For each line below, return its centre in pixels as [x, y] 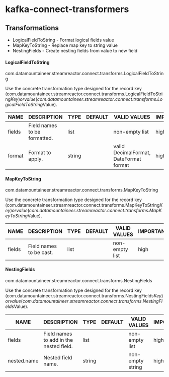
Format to [40, 153]
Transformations [32, 28]
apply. [36, 159]
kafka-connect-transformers [67, 9]
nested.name [23, 360]
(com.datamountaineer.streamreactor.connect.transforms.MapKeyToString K [84, 205]
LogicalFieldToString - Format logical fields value [63, 40]
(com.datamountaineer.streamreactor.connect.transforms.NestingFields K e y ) [84, 295]
